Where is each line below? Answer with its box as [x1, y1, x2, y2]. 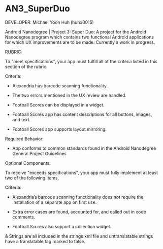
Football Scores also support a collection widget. [12, 223, 112, 229]
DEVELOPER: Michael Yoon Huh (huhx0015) [5, 19, 94, 25]
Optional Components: [5, 160, 51, 166]
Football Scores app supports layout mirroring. [12, 126, 107, 132]
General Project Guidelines [12, 150, 67, 156]
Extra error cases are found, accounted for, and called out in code [12, 209, 146, 214]
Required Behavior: [5, 136, 44, 142]
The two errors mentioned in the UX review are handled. [12, 92, 127, 98]
